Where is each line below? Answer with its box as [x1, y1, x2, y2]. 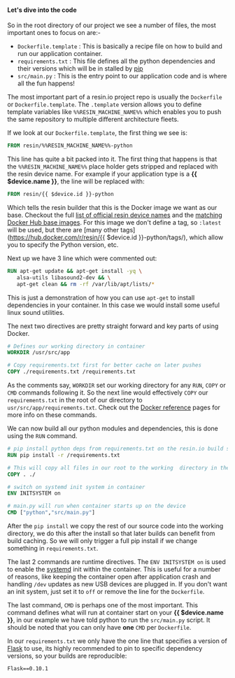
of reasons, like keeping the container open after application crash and [7, 572, 211, 581]
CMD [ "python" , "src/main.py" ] [7, 509, 96, 516]
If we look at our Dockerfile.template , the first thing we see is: [7, 129, 187, 137]
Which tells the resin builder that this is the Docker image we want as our [7, 203, 218, 211]
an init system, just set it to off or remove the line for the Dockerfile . [7, 588, 205, 596]
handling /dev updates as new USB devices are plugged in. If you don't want [7, 580, 227, 588]
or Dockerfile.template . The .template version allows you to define [7, 100, 202, 108]
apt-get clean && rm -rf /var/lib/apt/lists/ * [16, 281, 155, 288]
